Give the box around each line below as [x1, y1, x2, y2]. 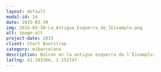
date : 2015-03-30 [6, 19, 49, 25]
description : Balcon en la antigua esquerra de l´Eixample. [6, 52, 156, 57]
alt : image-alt [6, 30, 43, 36]
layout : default [6, 8, 46, 15]
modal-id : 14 [6, 14, 38, 20]
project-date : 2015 [6, 35, 54, 41]
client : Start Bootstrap [6, 41, 67, 47]
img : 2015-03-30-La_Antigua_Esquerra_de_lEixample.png [6, 24, 143, 31]
